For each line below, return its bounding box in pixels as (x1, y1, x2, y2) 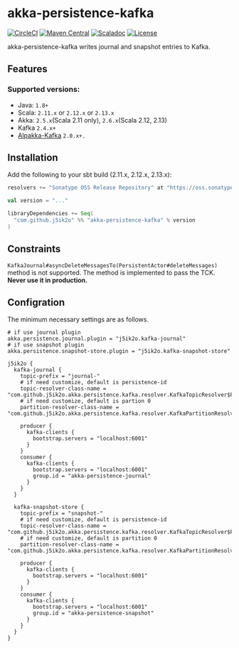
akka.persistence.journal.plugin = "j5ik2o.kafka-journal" (7, 335, 186, 343)
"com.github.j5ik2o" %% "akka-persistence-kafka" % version (14, 217, 196, 224)
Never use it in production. (7, 276, 87, 284)
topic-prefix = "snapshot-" (20, 510, 103, 518)
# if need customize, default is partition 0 (20, 535, 158, 542)
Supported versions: (7, 84, 80, 94)
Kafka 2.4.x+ (17, 123, 56, 132)
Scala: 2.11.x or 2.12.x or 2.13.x (17, 108, 115, 117)
